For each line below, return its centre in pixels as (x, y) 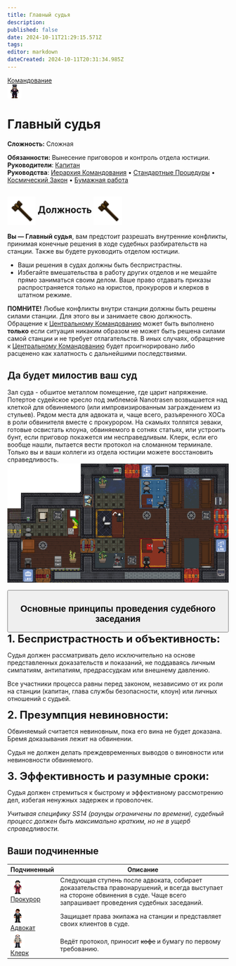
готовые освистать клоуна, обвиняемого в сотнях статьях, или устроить (117, 430)
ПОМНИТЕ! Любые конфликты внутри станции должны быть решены (112, 308)
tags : (15, 45)
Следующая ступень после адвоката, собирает (131, 880)
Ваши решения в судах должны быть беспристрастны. (100, 265)
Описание (143, 869)
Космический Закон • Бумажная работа (68, 180)
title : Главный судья (39, 15)
